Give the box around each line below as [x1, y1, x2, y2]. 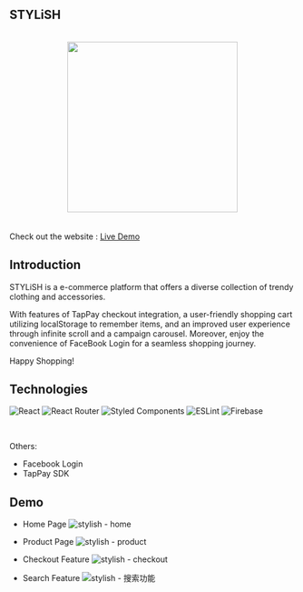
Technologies [9, 382, 89, 397]
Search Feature [22, 573, 81, 584]
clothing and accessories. [9, 291, 106, 302]
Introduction [9, 257, 82, 273]
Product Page [22, 537, 74, 547]
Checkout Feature [22, 554, 90, 565]
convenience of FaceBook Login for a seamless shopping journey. [9, 337, 257, 348]
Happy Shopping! [9, 355, 75, 366]
